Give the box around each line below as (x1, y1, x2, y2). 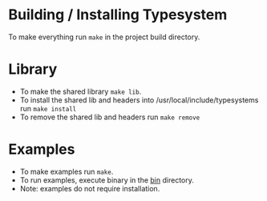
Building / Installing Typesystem (8, 6, 228, 24)
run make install (19, 103, 77, 113)
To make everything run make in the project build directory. (8, 32, 200, 42)
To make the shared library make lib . (19, 86, 142, 96)
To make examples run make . (19, 167, 114, 176)
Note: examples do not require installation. (19, 183, 160, 193)
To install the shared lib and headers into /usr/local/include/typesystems (19, 94, 259, 105)
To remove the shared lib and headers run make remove (19, 112, 200, 122)
